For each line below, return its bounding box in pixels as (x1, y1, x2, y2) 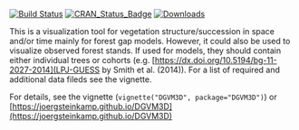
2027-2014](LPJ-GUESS (9, 64, 101, 75)
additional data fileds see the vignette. (9, 74, 152, 85)
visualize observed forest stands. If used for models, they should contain (9, 45, 282, 56)
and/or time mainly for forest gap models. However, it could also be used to (9, 36, 291, 46)
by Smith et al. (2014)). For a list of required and (101, 64, 281, 75)
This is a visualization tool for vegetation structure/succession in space (9, 26, 275, 36)
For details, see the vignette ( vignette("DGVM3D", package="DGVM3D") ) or (9, 91, 278, 102)
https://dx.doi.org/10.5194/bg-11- (154, 55, 278, 65)
